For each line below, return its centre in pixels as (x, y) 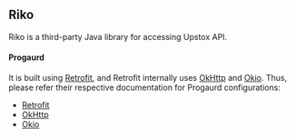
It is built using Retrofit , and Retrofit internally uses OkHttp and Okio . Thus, (148, 78)
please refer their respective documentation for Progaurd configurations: (144, 88)
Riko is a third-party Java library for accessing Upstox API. (118, 36)
